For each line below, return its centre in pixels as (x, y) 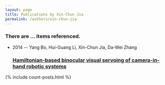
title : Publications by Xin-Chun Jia (44, 14)
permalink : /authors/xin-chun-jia (41, 19)
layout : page (19, 10)
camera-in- (146, 60)
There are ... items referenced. (43, 36)
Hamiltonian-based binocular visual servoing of (71, 60)
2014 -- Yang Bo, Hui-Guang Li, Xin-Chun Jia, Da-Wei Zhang (75, 47)
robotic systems (46, 66)
